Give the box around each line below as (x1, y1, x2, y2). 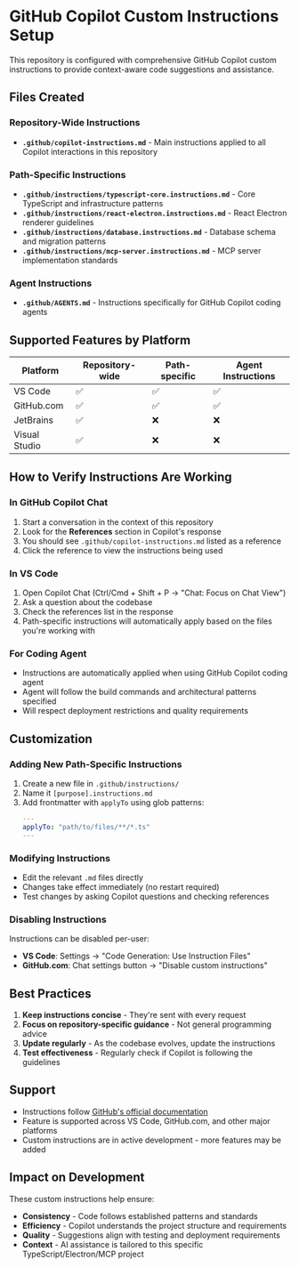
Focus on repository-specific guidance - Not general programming (21, 1019, 272, 1030)
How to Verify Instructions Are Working (9, 470, 233, 485)
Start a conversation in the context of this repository (21, 516, 214, 527)
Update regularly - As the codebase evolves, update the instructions (21, 1038, 276, 1049)
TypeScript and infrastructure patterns (21, 198, 164, 208)
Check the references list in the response (21, 607, 174, 618)
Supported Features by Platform (9, 332, 191, 348)
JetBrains (13, 414, 53, 426)
